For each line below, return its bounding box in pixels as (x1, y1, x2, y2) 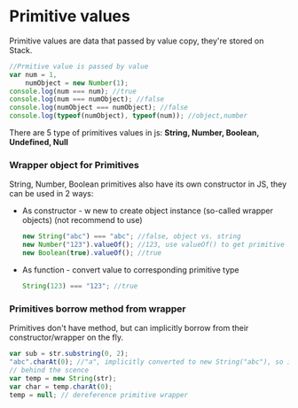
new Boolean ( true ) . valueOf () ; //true (21, 249, 162, 258)
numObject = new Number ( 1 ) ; (25, 78, 129, 88)
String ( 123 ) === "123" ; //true (21, 281, 138, 290)
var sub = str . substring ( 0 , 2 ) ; (9, 350, 129, 358)
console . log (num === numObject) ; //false (9, 95, 165, 104)
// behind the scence (9, 366, 90, 374)
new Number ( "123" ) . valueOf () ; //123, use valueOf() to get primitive (21, 241, 286, 250)
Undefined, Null (9, 137, 69, 148)
